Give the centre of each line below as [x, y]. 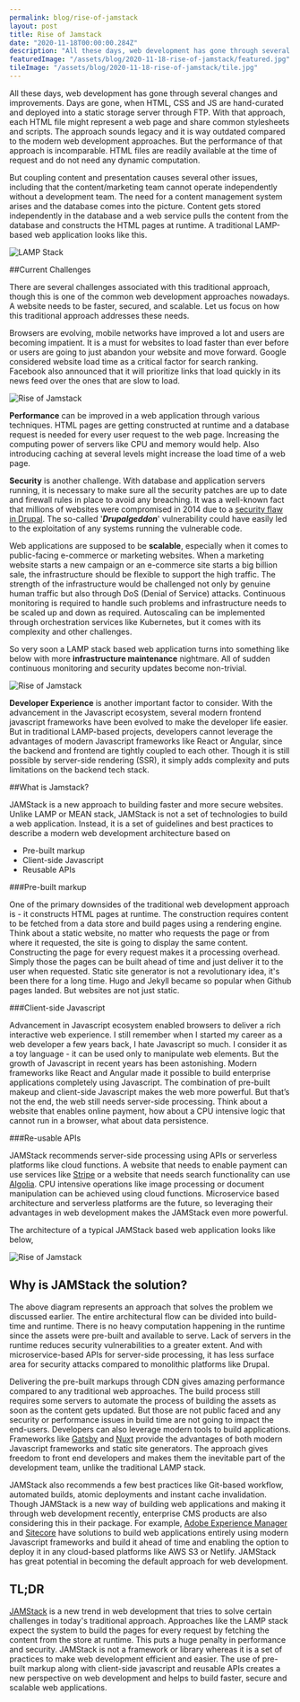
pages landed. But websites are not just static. [94, 990]
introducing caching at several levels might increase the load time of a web [148, 454]
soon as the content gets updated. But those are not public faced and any [145, 1410]
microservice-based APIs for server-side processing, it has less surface [142, 1354]
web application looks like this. [91, 234]
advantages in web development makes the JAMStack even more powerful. [149, 1213]
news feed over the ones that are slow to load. [95, 380]
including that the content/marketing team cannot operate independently [143, 187]
